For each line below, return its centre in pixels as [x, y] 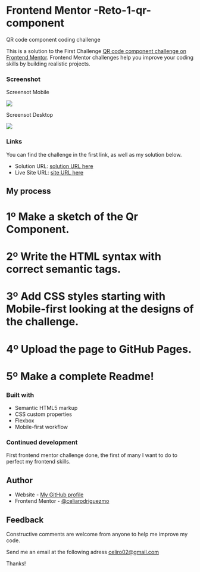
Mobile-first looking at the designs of [100, 309]
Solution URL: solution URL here [54, 166]
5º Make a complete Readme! [80, 376]
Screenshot [23, 79]
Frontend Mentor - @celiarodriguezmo [62, 501]
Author [19, 480]
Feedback [25, 520]
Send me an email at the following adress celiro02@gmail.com [83, 552]
